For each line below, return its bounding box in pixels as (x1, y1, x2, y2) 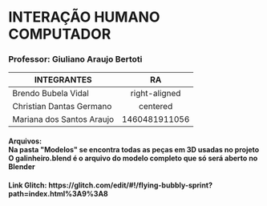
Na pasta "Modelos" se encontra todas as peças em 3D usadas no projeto (8, 145, 260, 155)
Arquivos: (8, 136, 42, 146)
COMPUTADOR (8, 25, 111, 43)
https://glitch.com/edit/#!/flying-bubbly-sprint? (47, 180, 213, 190)
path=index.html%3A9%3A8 (8, 188, 108, 198)
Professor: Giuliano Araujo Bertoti (8, 54, 143, 65)
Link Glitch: (8, 180, 47, 190)
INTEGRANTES (34, 75, 92, 86)
